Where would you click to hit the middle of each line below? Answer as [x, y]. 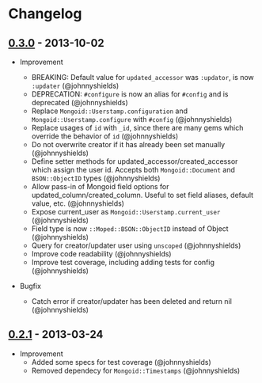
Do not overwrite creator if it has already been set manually [128, 144]
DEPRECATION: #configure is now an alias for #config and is [130, 94]
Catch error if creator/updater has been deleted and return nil [131, 301]
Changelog [45, 14]
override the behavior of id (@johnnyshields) [105, 136]
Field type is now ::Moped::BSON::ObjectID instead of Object [130, 229]
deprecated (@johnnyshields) [80, 102]
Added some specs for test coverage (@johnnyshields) [121, 362]
